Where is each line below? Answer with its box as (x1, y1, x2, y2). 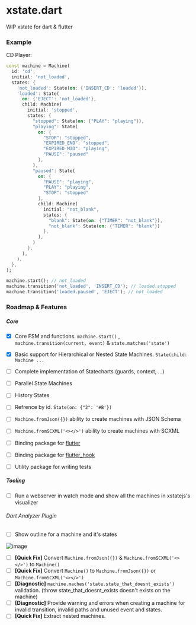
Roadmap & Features (6, 303, 67, 312)
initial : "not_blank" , (43, 206, 99, 212)
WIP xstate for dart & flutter (6, 23, 73, 30)
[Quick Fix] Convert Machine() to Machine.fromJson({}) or (14, 567, 156, 575)
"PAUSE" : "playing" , (43, 179, 94, 185)
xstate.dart (6, 4, 62, 17)
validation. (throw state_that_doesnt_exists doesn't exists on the (14, 587, 171, 594)
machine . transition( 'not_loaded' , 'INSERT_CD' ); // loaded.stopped (6, 283, 176, 290)
